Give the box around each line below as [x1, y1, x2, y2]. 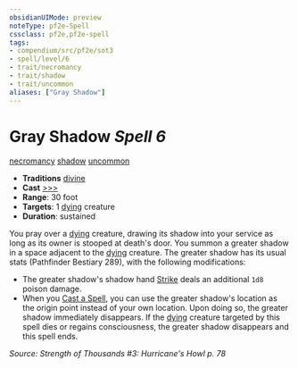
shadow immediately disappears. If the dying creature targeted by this [21, 312, 281, 322]
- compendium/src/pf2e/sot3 [9, 46, 114, 55]
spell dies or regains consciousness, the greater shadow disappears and [21, 322, 290, 332]
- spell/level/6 [9, 54, 70, 63]
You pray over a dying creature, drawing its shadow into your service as [9, 229, 274, 239]
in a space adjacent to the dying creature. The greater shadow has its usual [9, 247, 287, 258]
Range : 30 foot [21, 192, 79, 203]
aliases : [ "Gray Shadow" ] [9, 88, 105, 96]
